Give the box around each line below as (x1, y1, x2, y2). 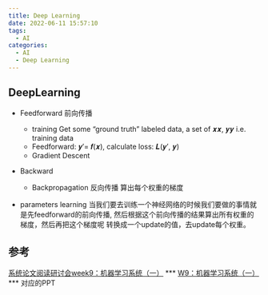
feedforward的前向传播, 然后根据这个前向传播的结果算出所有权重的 (34, 209, 254, 219)
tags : (8, 26, 26, 34)
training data (31, 133, 74, 142)
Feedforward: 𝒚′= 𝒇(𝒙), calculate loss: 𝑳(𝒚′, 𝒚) (31, 142, 180, 151)
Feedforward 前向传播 (19, 108, 93, 118)
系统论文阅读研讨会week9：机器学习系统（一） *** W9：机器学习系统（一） (8, 268, 260, 277)
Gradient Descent (31, 150, 90, 160)
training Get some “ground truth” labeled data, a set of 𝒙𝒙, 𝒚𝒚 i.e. (31, 124, 246, 134)
